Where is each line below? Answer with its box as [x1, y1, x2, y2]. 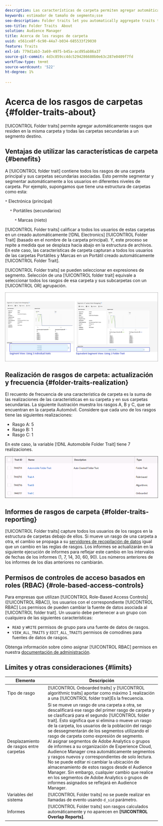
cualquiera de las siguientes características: [5, 615, 93, 621]
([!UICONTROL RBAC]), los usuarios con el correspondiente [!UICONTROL [5, 599, 153, 605]
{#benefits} [5, 155, 41, 163]
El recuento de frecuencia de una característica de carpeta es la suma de [5, 391, 152, 397]
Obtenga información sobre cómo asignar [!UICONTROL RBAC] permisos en [5, 644, 158, 650]
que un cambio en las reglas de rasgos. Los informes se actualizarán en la [5, 544, 153, 550]
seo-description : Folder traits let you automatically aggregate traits [5, 18, 155, 23]
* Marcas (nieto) [14, 217, 48, 223]
